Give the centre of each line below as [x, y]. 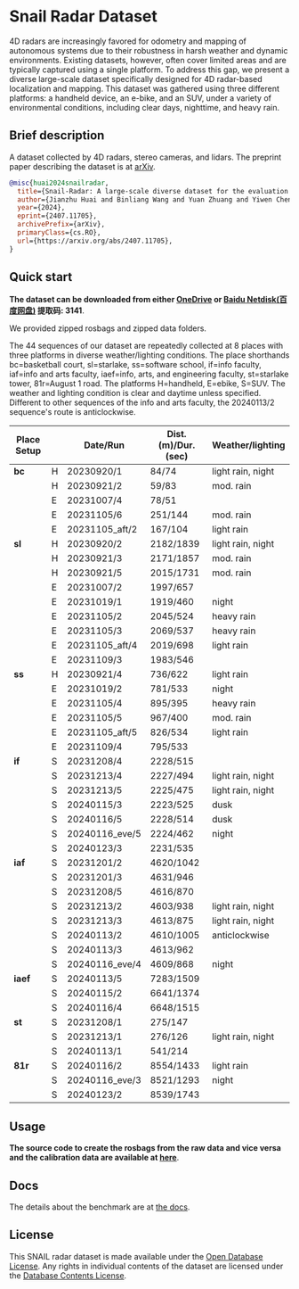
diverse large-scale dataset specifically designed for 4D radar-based [136, 78]
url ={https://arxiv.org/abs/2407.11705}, [95, 241]
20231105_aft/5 [102, 732]
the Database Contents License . [68, 1275]
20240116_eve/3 [104, 1080]
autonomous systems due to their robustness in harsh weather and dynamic [149, 50]
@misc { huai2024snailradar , [59, 183]
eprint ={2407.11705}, [57, 216]
